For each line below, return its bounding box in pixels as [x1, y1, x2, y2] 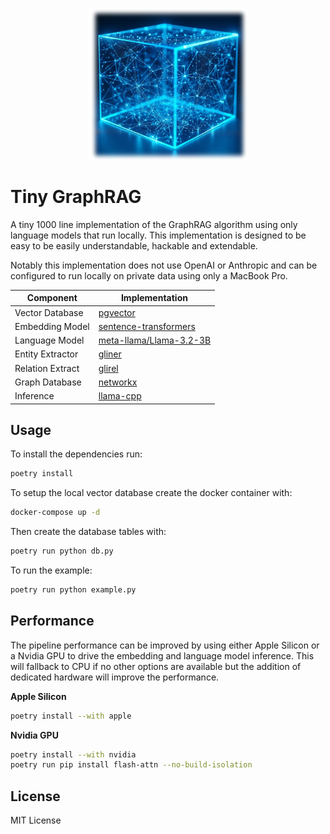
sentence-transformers [98, 320, 196, 332]
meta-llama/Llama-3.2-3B [98, 334, 212, 347]
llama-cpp [98, 390, 142, 402]
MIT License [10, 814, 62, 827]
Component [26, 292, 78, 304]
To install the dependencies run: [10, 448, 143, 460]
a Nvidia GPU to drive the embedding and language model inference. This [10, 649, 315, 662]
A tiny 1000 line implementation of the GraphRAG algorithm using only [10, 218, 298, 230]
